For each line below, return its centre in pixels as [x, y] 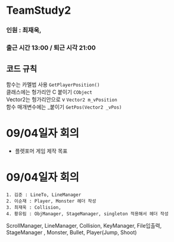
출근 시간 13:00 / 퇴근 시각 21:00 [51, 48]
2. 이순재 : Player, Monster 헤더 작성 [51, 201]
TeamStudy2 [39, 10]
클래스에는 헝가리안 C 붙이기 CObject [49, 92]
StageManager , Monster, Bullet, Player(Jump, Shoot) [72, 232]
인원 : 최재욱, [24, 30]
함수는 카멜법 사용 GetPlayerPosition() [53, 84]
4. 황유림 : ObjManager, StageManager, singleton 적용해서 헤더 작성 [87, 214]
